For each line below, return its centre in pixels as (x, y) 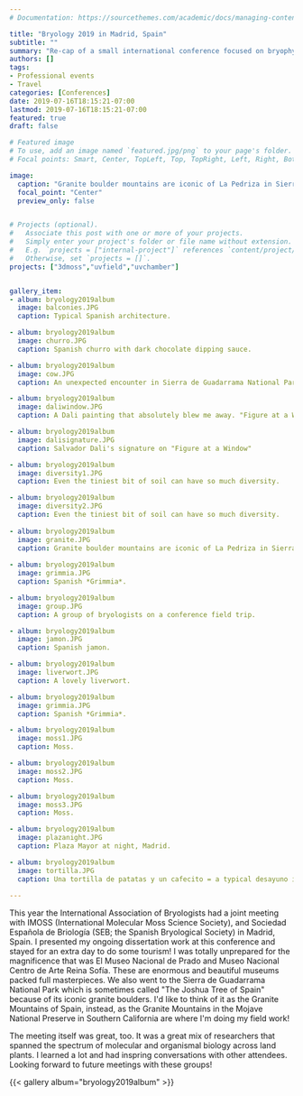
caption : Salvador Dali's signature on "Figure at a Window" (135, 448)
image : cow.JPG (46, 374)
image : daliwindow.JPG (60, 407)
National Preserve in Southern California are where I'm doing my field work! (150, 1018)
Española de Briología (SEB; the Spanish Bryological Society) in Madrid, (142, 932)
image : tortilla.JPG (56, 870)
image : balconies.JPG (58, 308)
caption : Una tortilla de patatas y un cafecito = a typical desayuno (153, 879)
